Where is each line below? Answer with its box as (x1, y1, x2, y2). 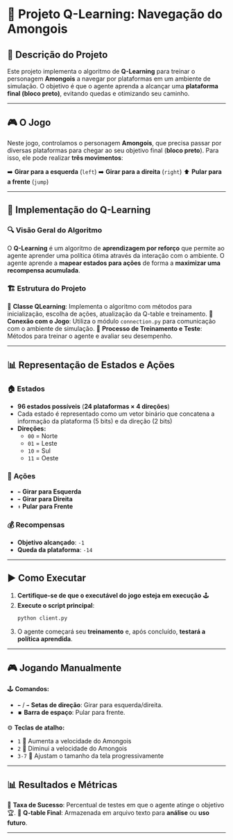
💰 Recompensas (7, 519, 65, 529)
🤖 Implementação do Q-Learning (7, 204, 151, 216)
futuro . (7, 818, 28, 827)
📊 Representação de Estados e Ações (7, 360, 175, 371)
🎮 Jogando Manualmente (7, 662, 122, 674)
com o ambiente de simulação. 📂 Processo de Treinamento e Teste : (7, 324, 202, 332)
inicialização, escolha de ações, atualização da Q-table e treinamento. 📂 (7, 309, 214, 318)
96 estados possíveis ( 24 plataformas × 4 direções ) (17, 403, 170, 411)
